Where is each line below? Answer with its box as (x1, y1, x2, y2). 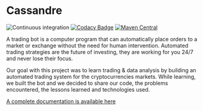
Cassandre (6, 4, 62, 18)
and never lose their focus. (6, 55, 73, 62)
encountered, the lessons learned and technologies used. (6, 86, 150, 93)
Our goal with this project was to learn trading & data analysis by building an (6, 66, 196, 73)
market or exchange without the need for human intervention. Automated (6, 42, 189, 49)
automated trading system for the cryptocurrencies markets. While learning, (6, 73, 196, 80)
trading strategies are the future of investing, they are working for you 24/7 (6, 48, 194, 55)
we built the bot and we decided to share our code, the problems (6, 79, 168, 87)
